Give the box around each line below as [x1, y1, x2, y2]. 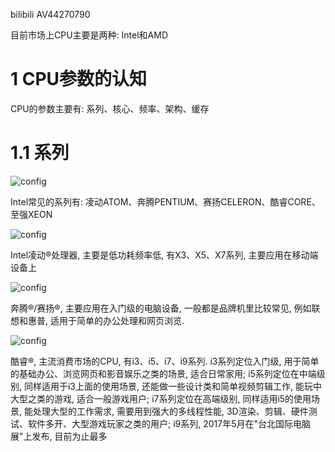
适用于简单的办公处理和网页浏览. [49, 314, 185, 326]
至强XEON [10, 208, 53, 220]
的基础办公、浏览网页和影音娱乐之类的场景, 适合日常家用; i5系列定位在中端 [10, 367, 317, 379]
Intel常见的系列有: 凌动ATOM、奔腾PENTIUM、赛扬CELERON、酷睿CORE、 [10, 195, 321, 208]
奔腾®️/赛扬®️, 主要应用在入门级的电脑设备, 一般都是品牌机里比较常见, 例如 [10, 302, 312, 314]
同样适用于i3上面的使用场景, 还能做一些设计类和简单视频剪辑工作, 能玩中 [23, 380, 322, 392]
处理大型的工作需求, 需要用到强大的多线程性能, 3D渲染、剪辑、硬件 [32, 405, 309, 417]
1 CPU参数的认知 [10, 68, 148, 91]
